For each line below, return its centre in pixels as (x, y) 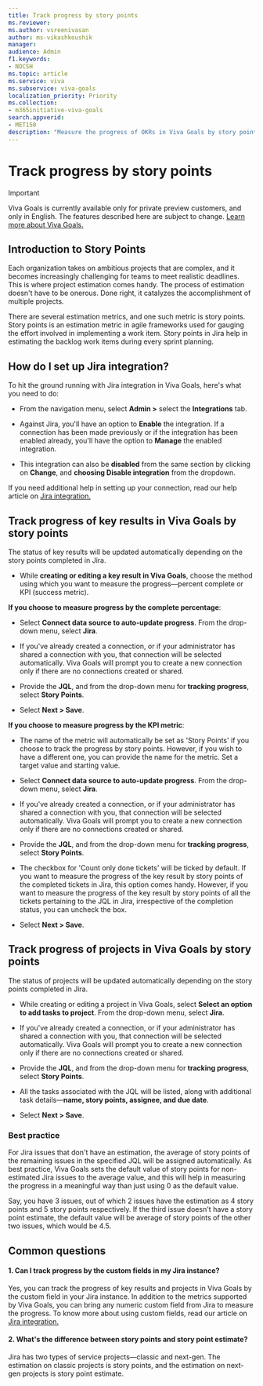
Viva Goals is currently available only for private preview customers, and (125, 208)
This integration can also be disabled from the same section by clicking (135, 465)
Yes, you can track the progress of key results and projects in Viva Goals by (130, 1288)
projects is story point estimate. (73, 1373)
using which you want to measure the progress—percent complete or (131, 584)
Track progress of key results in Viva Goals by (122, 521)
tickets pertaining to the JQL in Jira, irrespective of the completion (126, 901)
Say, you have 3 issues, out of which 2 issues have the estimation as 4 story (131, 1201)
